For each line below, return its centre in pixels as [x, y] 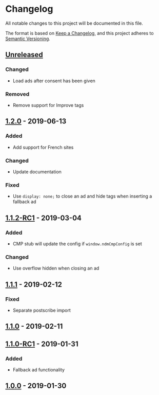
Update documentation [37, 172]
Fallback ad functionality [39, 370]
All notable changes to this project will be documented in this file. [74, 23]
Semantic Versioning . [28, 39]
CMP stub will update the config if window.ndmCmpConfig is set [77, 244]
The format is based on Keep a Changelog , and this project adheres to [79, 33]
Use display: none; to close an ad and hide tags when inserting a [82, 196]
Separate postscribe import [42, 310]
